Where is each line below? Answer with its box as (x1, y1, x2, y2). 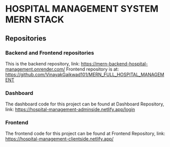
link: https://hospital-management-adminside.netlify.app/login (5, 106, 135, 113)
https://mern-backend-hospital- (80, 60, 148, 66)
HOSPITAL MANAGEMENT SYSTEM (5, 3, 159, 15)
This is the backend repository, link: (5, 60, 80, 66)
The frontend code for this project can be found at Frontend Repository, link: (5, 130, 165, 137)
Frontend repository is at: (66, 66, 119, 72)
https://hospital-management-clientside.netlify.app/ (5, 136, 114, 142)
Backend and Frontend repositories (5, 49, 94, 56)
